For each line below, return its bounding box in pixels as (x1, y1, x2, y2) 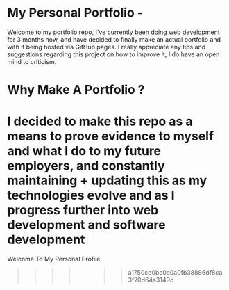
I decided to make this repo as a (7, 113, 193, 129)
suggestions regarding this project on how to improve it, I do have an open (7, 50, 220, 58)
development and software (7, 217, 166, 233)
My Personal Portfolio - (7, 5, 144, 21)
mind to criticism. (7, 57, 57, 65)
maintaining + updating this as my (7, 172, 207, 188)
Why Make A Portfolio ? (7, 82, 146, 98)
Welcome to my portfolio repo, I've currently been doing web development (7, 28, 220, 36)
